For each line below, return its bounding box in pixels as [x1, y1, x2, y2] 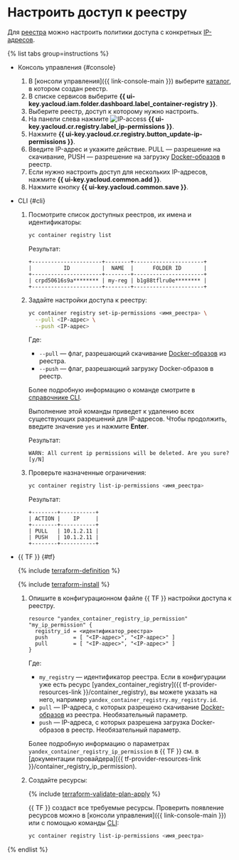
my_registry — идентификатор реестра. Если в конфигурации [38, 673, 226, 681]
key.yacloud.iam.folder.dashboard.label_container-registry [28, 99, 208, 107]
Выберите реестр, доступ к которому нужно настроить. [28, 107, 199, 115]
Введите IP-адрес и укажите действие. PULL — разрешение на [28, 145, 221, 153]
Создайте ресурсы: [28, 776, 87, 785]
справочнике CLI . [28, 393, 82, 402]
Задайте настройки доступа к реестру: [28, 295, 147, 304]
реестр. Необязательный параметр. [70, 725, 181, 734]
